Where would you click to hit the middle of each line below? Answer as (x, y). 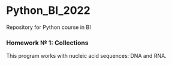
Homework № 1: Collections (47, 43)
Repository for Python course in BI (49, 27)
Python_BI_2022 (49, 11)
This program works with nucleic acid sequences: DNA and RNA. (86, 56)
